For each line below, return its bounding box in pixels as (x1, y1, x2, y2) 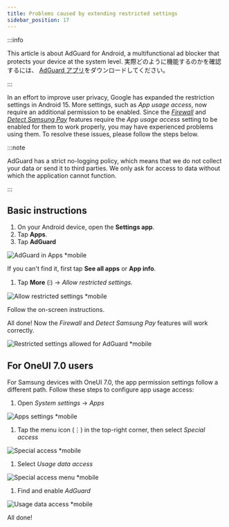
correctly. (7, 326, 35, 335)
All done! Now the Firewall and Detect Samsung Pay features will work (7, 319, 208, 327)
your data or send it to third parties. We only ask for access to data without (7, 164, 221, 172)
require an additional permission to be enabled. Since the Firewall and (7, 108, 206, 116)
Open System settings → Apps (17, 399, 105, 407)
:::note (7, 143, 26, 151)
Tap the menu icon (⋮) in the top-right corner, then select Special (17, 426, 205, 434)
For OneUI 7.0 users (7, 360, 93, 371)
